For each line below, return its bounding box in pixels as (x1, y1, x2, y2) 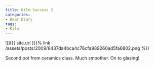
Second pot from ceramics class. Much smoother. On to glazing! (5, 55, 140, 61)
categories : (5, 12, 30, 17)
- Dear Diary (5, 17, 33, 22)
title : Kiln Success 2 (5, 7, 53, 13)
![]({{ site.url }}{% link (5, 40, 51, 46)
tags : (5, 21, 17, 27)
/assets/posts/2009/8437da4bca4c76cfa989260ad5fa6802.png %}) (5, 45, 149, 51)
